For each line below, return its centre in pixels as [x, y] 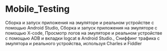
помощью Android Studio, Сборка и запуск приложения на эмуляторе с [81, 27]
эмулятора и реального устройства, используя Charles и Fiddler [74, 43]
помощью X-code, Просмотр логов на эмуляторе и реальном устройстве [84, 33]
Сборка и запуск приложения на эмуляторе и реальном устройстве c [80, 23]
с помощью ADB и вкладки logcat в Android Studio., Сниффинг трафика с [83, 38]
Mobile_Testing [37, 9]
